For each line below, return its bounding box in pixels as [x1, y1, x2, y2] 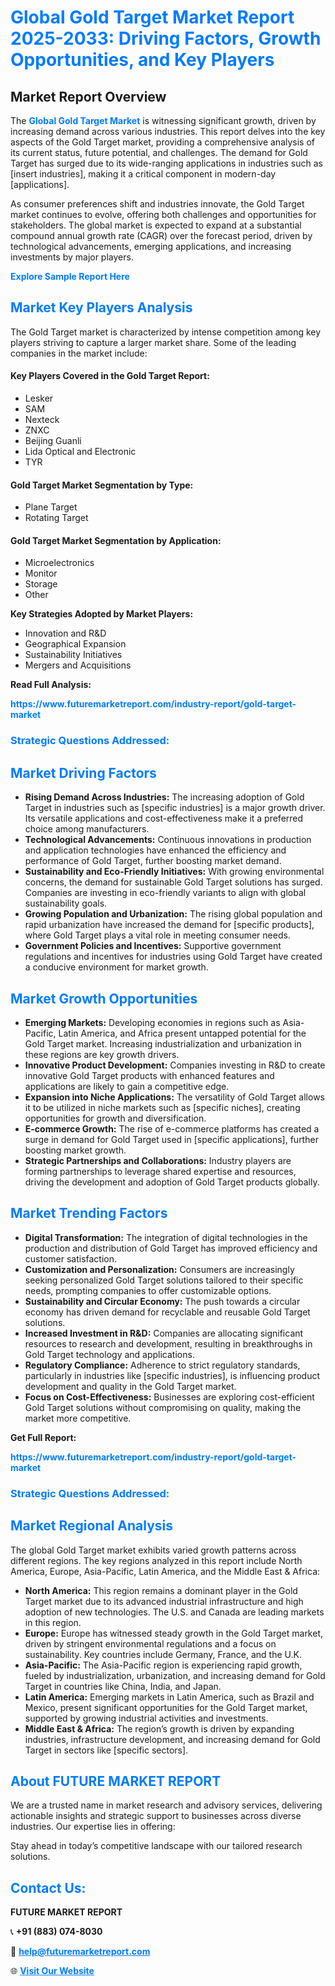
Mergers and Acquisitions [24, 659, 132, 671]
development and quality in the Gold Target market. [24, 1380, 237, 1392]
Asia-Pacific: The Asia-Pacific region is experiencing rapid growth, [24, 1659, 303, 1671]
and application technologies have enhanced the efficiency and [24, 844, 287, 856]
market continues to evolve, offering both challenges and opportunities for [10, 209, 317, 220]
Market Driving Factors [10, 764, 157, 781]
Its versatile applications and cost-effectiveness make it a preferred [24, 812, 304, 825]
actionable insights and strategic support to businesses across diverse [10, 1810, 302, 1822]
